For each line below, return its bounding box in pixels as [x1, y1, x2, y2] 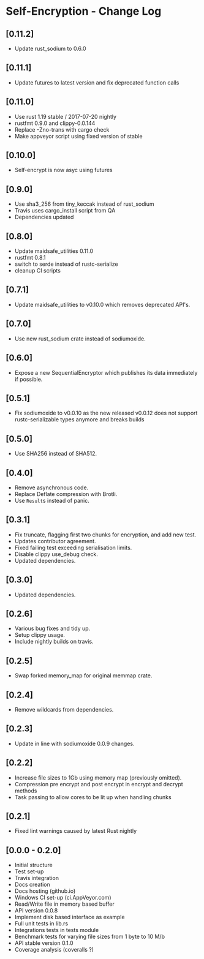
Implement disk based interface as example [14, 914, 125, 921]
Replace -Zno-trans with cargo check [14, 126, 110, 133]
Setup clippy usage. [14, 631, 66, 639]
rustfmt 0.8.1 [14, 254, 46, 261]
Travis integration [14, 874, 59, 882]
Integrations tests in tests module [14, 927, 99, 934]
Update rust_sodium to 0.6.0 [14, 45, 86, 52]
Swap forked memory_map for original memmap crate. [14, 672, 153, 679]
